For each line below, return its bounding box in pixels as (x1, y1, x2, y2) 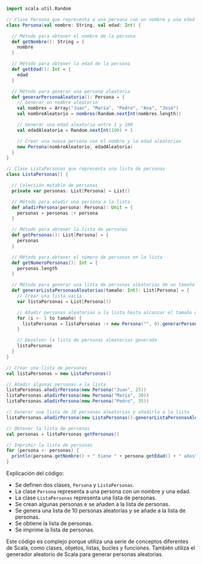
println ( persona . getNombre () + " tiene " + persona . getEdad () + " (11, 453, 182, 459)
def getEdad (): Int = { (11, 66, 71, 72)
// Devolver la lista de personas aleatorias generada (17, 337, 158, 343)
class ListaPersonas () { (6, 172, 69, 178)
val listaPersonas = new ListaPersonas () (6, 371, 112, 377)
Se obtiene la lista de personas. (14, 520, 93, 527)
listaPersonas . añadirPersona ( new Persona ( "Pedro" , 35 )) (6, 398, 149, 404)
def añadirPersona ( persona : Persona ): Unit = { (11, 204, 133, 210)
